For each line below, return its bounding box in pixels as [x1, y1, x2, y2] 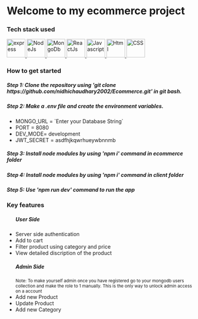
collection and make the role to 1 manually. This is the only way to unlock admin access [15, 283, 193, 289]
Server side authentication [15, 231, 80, 238]
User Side [15, 216, 40, 223]
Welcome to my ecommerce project [7, 4, 185, 18]
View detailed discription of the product [15, 250, 112, 257]
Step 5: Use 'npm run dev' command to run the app [7, 186, 135, 194]
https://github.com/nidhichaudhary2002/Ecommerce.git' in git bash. [7, 88, 182, 95]
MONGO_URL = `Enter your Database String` [15, 117, 124, 125]
